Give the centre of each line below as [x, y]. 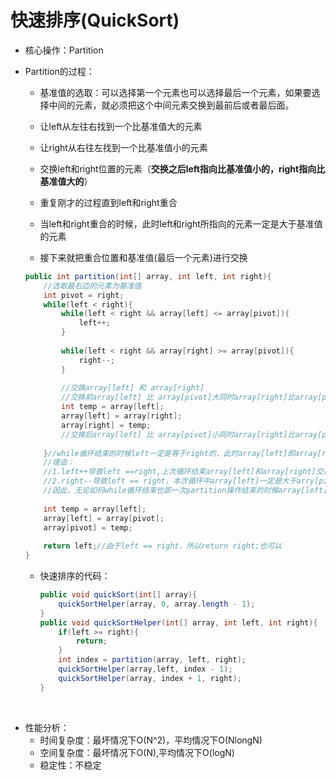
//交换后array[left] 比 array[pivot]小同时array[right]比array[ [192, 434]
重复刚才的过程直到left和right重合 [108, 202]
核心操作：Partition [64, 50]
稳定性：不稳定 [70, 765]
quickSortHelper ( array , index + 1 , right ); [150, 678]
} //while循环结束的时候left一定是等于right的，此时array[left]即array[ [182, 453]
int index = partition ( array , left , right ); [152, 660]
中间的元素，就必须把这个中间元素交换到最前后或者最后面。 [171, 105]
